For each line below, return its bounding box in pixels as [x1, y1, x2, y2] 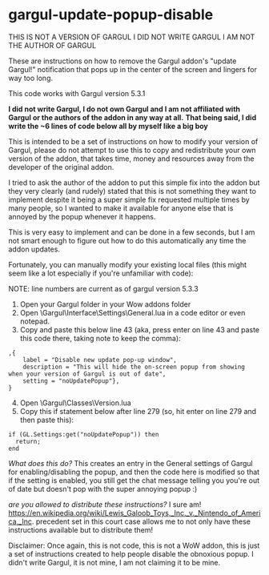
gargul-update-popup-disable [8, 6, 214, 24]
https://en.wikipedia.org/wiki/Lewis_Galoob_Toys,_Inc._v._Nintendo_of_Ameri [8, 508, 261, 517]
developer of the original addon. [8, 162, 114, 171]
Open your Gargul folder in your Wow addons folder [19, 299, 191, 309]
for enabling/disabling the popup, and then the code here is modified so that [8, 467, 260, 476]
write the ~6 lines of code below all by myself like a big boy [8, 121, 208, 131]
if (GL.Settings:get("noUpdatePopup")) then [8, 430, 159, 438]
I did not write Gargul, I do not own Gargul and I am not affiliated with [8, 104, 241, 114]
